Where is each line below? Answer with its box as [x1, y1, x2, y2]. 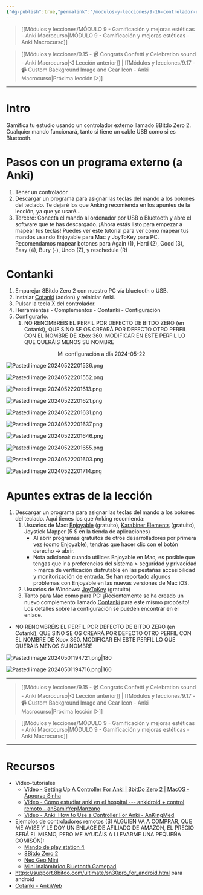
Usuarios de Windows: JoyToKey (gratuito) [24, 586, 131, 593]
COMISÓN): [14, 837, 45, 844]
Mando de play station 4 [24, 844, 85, 851]
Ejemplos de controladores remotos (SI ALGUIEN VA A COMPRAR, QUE [14, 818, 192, 825]
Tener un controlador [14, 188, 68, 195]
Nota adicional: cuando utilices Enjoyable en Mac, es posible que [33, 554, 195, 561]
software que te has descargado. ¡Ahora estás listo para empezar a [14, 220, 183, 227]
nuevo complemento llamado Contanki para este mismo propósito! [24, 599, 190, 606]
